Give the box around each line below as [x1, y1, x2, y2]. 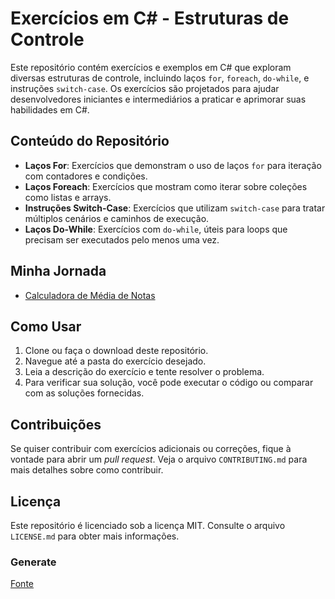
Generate [10, 555, 57, 569]
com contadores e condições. [24, 170, 148, 182]
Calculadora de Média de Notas [24, 289, 156, 301]
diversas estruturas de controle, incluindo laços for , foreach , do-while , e [10, 72, 310, 84]
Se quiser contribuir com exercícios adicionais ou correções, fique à [10, 443, 292, 455]
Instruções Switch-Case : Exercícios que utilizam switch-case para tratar [24, 202, 326, 214]
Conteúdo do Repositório [10, 133, 170, 150]
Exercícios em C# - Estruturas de [10, 7, 290, 30]
